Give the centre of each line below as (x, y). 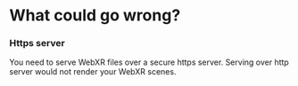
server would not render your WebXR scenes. (93, 72)
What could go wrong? (95, 16)
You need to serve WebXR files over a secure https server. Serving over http (149, 62)
